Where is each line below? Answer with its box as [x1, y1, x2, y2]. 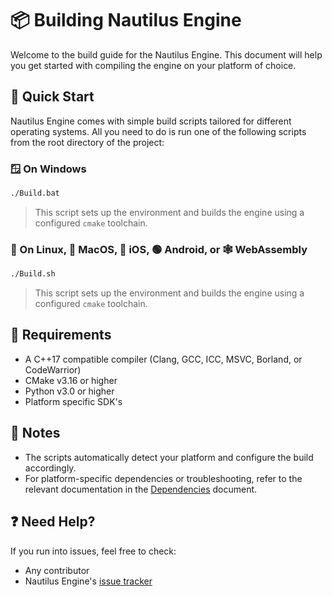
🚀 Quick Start [10, 88, 95, 106]
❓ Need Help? [10, 513, 96, 531]
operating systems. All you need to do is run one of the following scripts [10, 125, 307, 137]
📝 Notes [10, 425, 61, 442]
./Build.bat [10, 188, 60, 199]
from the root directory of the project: [10, 136, 165, 148]
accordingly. [24, 462, 77, 474]
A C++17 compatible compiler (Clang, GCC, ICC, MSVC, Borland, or [24, 353, 303, 365]
